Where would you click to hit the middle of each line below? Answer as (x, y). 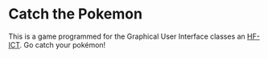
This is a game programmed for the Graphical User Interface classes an (127, 36)
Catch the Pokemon (76, 14)
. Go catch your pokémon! (63, 44)
